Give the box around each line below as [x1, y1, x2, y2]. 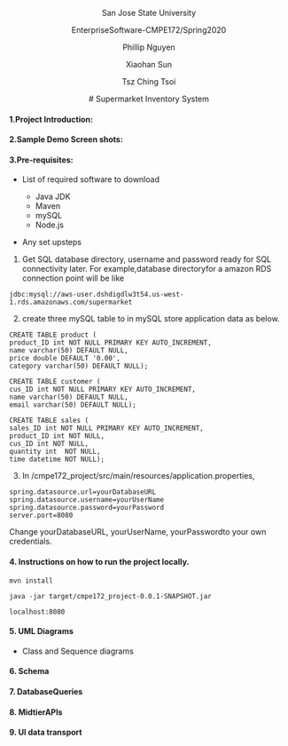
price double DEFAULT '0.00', [9, 354, 121, 363]
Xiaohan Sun [125, 60, 173, 69]
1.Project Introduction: [9, 114, 93, 124]
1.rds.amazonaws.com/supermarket [9, 298, 133, 307]
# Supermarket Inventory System [88, 93, 210, 104]
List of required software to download [21, 174, 160, 185]
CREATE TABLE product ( [9, 330, 97, 340]
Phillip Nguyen [122, 42, 175, 52]
